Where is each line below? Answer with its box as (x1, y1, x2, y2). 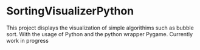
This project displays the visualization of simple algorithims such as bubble (6, 24, 195, 31)
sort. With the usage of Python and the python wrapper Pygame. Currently (6, 30, 193, 37)
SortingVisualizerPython (6, 4, 134, 18)
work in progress (6, 37, 49, 44)
